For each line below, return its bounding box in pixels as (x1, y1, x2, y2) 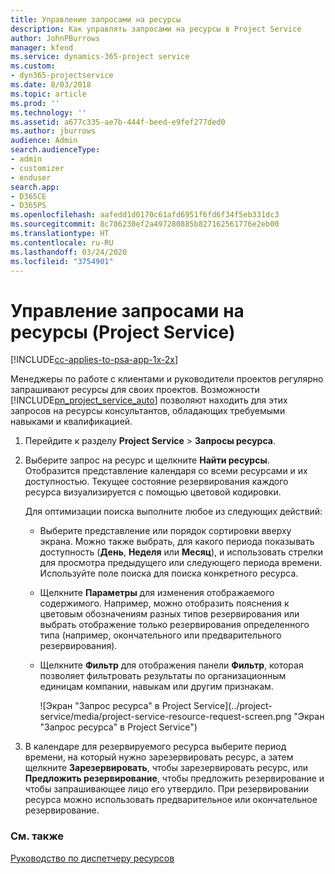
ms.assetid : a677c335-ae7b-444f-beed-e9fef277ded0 (10, 117, 226, 127)
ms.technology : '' (10, 107, 87, 118)
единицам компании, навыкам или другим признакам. (39, 681, 274, 693)
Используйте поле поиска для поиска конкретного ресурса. (39, 567, 299, 580)
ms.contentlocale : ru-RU (10, 237, 114, 248)
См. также (10, 829, 64, 843)
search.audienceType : (10, 145, 101, 155)
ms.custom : (10, 61, 56, 71)
